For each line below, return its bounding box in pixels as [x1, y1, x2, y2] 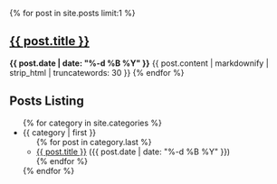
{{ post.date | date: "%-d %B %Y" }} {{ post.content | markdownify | [9, 58, 269, 69]
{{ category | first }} [22, 126, 97, 138]
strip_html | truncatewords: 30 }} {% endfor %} [9, 67, 185, 78]
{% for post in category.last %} [35, 136, 152, 147]
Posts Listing [9, 94, 84, 109]
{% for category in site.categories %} [22, 117, 163, 128]
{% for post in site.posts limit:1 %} [9, 8, 136, 18]
